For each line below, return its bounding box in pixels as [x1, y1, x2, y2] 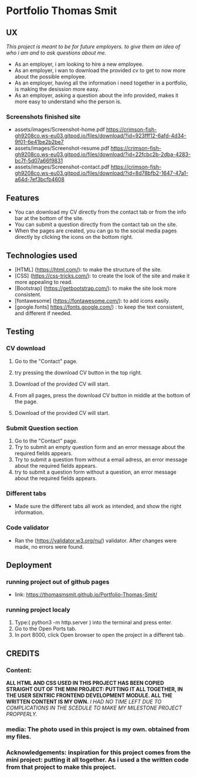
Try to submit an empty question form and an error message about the [14, 443, 185, 450]
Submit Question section [6, 424, 78, 432]
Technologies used [6, 251, 77, 261]
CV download [6, 344, 46, 353]
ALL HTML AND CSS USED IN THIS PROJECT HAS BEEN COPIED [6, 680, 164, 687]
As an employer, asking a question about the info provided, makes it [14, 92, 179, 99]
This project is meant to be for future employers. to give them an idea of [6, 43, 181, 50]
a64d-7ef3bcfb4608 [14, 176, 64, 183]
